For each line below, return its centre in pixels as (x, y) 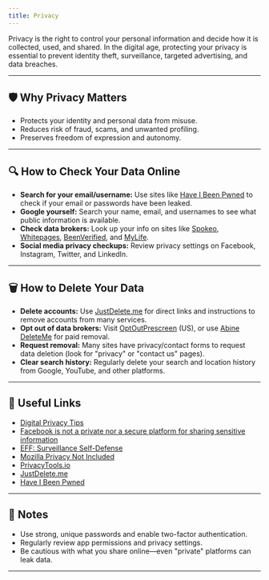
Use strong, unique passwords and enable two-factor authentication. (134, 534)
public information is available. (70, 220)
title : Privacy (34, 16)
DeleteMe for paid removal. (65, 337)
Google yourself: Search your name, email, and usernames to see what (138, 212)
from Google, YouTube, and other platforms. (92, 371)
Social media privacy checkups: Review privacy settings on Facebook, (138, 246)
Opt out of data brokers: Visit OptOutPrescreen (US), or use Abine (130, 328)
